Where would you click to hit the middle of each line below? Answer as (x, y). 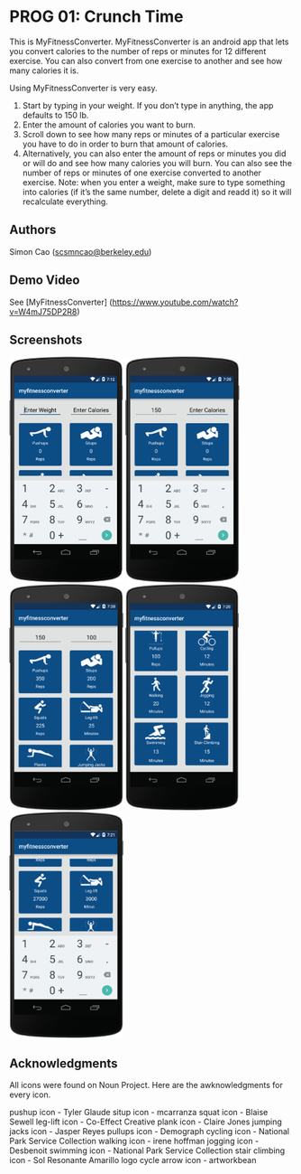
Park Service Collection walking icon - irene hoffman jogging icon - (134, 1141)
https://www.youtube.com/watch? (175, 302)
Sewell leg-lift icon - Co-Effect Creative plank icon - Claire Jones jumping (146, 1122)
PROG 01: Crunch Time (96, 17)
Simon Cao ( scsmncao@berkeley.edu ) (81, 251)
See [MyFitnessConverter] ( (61, 302)
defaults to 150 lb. (55, 115)
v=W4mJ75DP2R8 (43, 311)
